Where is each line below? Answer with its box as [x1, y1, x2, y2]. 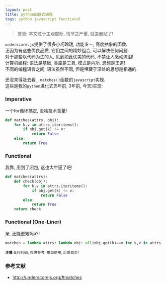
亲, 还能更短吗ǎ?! [5, 230, 40, 236]
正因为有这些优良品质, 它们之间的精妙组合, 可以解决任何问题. [5, 48, 129, 54]
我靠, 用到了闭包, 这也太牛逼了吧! [5, 165, 73, 171]
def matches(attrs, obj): [5, 117, 59, 122]
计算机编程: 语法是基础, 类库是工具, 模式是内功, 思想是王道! [5, 60, 125, 66]
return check [14, 207, 41, 212]
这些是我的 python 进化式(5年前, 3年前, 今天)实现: [5, 83, 103, 89]
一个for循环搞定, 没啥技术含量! [5, 107, 67, 113]
